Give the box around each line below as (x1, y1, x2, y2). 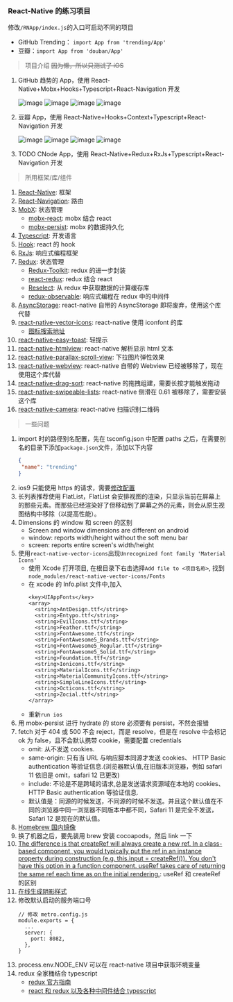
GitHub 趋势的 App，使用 (17, 76, 90, 85)
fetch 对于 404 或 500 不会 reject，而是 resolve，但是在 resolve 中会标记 (17, 727, 227, 735)
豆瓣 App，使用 (17, 113, 62, 122)
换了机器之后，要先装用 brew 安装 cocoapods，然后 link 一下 (17, 831, 193, 840)
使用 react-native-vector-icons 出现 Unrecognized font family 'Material (17, 549, 226, 557)
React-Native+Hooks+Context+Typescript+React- (63, 113, 207, 122)
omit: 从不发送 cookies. (28, 744, 95, 753)
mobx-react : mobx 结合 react (28, 214, 112, 223)
